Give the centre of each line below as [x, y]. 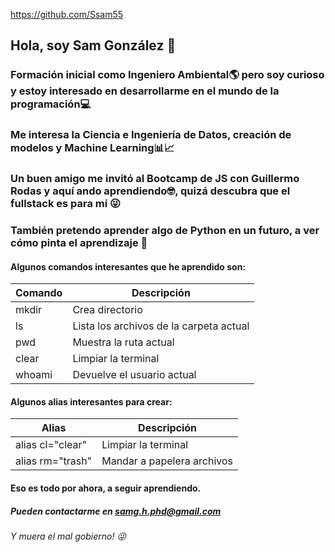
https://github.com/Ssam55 [67, 14]
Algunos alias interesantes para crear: [91, 401]
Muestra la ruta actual [123, 342]
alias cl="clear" [51, 445]
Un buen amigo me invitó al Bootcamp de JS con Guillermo [155, 179]
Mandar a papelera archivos [167, 461]
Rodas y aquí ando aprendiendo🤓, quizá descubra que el [150, 191]
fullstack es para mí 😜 [66, 204]
